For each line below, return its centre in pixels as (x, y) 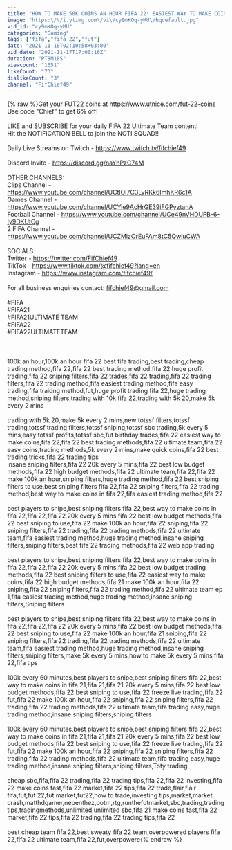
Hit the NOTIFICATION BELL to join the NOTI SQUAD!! (83, 134)
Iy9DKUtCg (23, 221)
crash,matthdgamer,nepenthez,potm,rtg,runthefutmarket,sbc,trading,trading (116, 803)
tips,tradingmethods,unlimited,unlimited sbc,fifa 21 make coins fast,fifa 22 (112, 810)
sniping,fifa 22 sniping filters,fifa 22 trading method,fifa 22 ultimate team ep (115, 590)
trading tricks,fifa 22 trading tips (53, 457)
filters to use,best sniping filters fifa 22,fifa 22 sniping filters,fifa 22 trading (113, 487)
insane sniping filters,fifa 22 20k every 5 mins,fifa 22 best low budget (106, 464)
